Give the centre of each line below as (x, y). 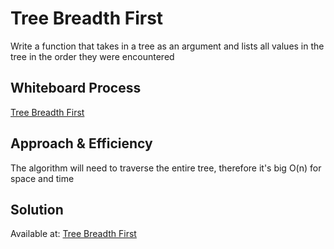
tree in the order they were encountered (92, 56)
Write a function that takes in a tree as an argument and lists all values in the (167, 46)
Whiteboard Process (76, 88)
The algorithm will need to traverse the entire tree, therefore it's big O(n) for (166, 168)
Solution (37, 209)
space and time (42, 178)
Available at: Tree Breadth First (73, 234)
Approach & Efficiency (81, 143)
